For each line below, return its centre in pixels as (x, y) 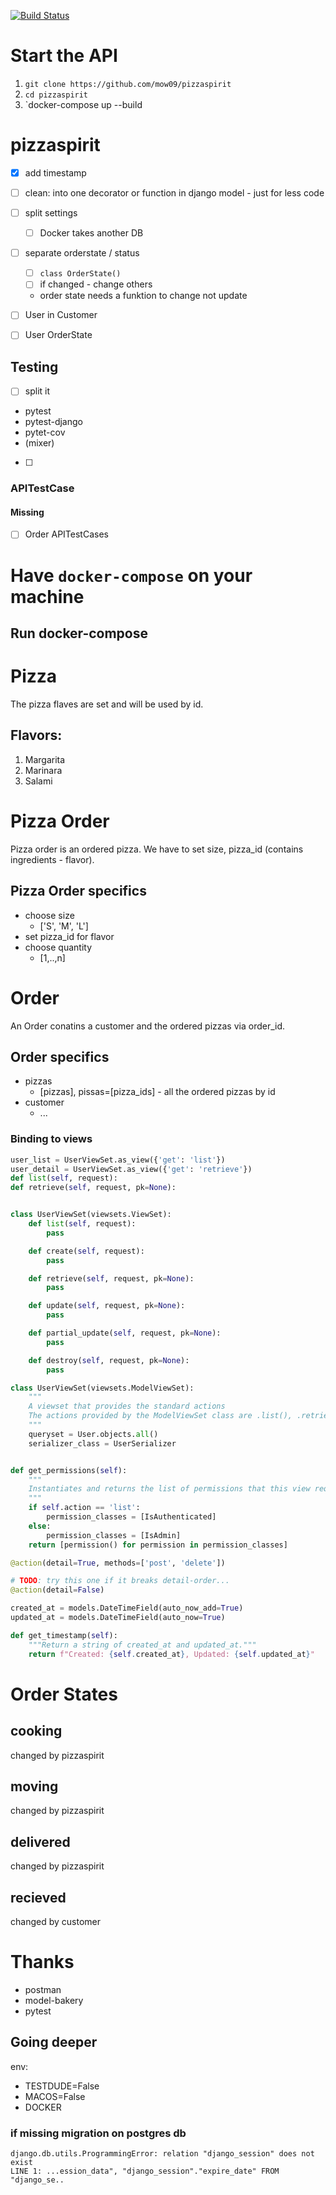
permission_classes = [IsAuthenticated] (131, 1517)
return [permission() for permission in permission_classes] (158, 1545)
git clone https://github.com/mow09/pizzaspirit (128, 84)
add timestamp (55, 172)
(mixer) (39, 443)
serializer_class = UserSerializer (102, 1443)
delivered (40, 1841)
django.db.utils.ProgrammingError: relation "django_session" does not (162, 2153)
